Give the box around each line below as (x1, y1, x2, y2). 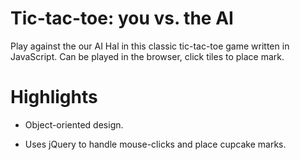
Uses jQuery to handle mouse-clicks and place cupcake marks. (24, 138, 287, 150)
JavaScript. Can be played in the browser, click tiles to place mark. (10, 50, 285, 62)
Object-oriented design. (24, 118, 124, 131)
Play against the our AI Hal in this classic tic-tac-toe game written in (10, 40, 290, 52)
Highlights (10, 86, 98, 109)
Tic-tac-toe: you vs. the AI (10, 7, 234, 30)
